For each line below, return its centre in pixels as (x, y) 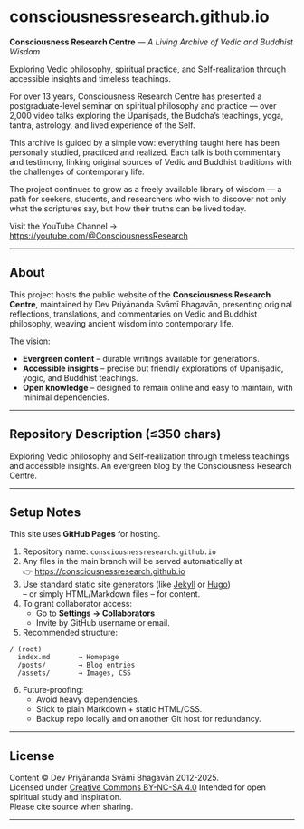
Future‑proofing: (53, 690)
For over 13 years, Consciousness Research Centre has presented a (136, 96)
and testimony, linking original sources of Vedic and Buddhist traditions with (151, 161)
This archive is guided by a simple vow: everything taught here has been (145, 142)
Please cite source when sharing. (71, 807)
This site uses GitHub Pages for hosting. (85, 534)
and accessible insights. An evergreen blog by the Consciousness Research (151, 465)
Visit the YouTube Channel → (63, 226)
